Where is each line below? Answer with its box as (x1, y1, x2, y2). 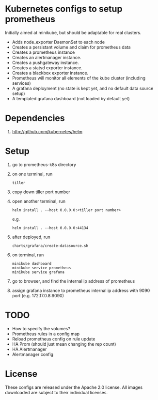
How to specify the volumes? (12, 325, 70, 331)
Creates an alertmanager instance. (12, 54, 81, 60)
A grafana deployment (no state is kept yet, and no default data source (12, 85, 154, 91)
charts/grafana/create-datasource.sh (12, 243, 89, 248)
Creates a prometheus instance (12, 49, 75, 55)
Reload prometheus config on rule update (12, 336, 95, 342)
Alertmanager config (12, 351, 54, 357)
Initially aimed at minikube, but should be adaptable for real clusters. (5, 30, 142, 35)
